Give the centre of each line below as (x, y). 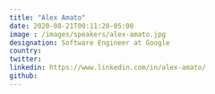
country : (26, 51)
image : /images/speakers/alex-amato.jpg (88, 34)
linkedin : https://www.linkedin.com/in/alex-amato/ (107, 68)
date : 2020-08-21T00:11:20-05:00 (72, 26)
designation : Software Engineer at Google (90, 43)
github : (24, 76)
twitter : (26, 59)
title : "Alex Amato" (48, 17)
